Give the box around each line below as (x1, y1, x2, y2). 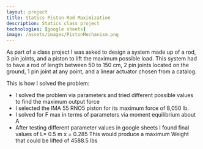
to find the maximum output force (15, 98, 100, 106)
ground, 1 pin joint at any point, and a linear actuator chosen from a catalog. (6, 68, 197, 75)
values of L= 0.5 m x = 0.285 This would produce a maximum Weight (15, 131, 190, 138)
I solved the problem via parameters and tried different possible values (15, 92, 194, 99)
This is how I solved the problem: (6, 80, 90, 87)
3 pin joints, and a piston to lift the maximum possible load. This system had (6, 55, 197, 62)
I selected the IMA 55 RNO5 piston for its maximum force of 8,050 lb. (15, 104, 190, 112)
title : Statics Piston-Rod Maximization (6, 15, 111, 21)
